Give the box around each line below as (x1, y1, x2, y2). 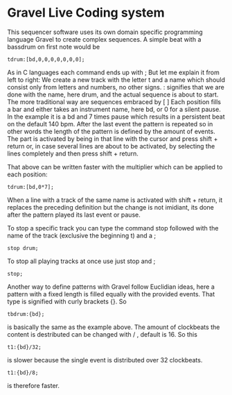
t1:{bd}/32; (7, 344, 42, 351)
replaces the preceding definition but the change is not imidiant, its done (7, 203, 215, 211)
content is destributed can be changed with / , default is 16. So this (7, 330, 197, 338)
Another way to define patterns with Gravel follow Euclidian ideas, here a (7, 283, 215, 291)
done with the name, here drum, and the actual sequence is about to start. (7, 90, 219, 99)
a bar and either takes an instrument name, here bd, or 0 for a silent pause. (7, 105, 222, 113)
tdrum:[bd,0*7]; (7, 183, 54, 190)
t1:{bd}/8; (7, 369, 39, 376)
